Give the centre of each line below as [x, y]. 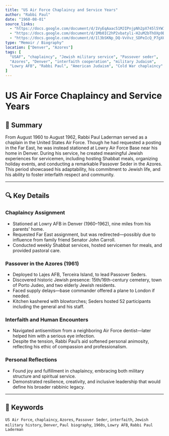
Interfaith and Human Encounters [47, 320]
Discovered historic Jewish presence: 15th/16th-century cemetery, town [87, 280]
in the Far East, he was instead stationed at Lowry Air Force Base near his [81, 148]
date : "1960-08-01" [26, 19]
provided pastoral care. [37, 251]
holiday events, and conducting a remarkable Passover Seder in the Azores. [84, 164]
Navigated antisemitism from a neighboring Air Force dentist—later [82, 331]
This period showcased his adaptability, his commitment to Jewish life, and [83, 169]
